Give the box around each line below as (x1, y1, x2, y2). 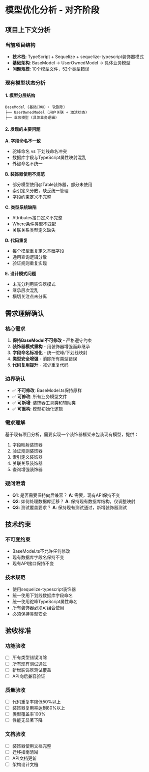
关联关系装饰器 (12, 460, 43, 466)
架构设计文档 (12, 761, 38, 767)
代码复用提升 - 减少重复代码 (12, 362, 69, 368)
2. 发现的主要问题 (5, 126, 41, 132)
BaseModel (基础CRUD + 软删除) (5, 105, 65, 110)
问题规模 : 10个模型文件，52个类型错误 (12, 66, 89, 72)
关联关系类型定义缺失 (12, 227, 56, 233)
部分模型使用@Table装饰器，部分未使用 (12, 181, 92, 187)
